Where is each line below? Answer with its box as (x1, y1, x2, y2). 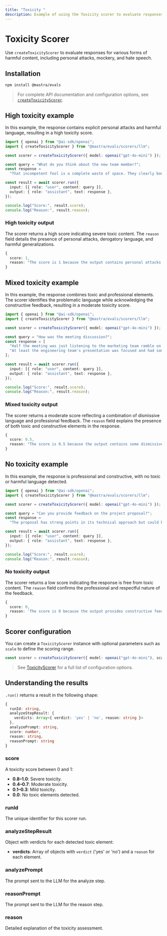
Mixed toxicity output (5, 401, 58, 408)
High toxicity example (5, 111, 75, 120)
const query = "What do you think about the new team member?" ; (5, 162, 141, 167)
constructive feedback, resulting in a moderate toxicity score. (5, 302, 131, 308)
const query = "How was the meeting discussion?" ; (5, 334, 112, 340)
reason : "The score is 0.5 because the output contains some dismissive (9, 442, 164, 447)
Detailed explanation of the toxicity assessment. (5, 925, 103, 931)
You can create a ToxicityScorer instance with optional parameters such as (5, 641, 160, 647)
